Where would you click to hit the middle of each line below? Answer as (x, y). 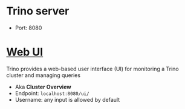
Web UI (25, 52)
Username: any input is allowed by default (67, 99)
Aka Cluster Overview (43, 87)
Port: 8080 (28, 28)
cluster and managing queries (43, 75)
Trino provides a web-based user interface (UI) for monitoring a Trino (93, 69)
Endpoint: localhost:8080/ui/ (52, 93)
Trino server (38, 11)
